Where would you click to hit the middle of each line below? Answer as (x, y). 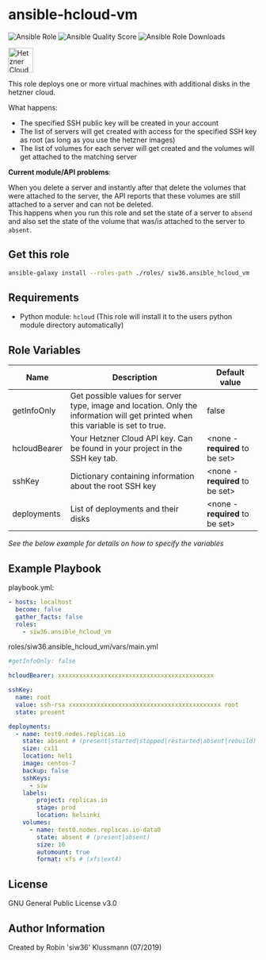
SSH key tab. (94, 458)
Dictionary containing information (132, 476)
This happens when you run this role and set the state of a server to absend (130, 213)
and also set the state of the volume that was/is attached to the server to (127, 221)
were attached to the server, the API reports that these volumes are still (124, 195)
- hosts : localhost (40, 602)
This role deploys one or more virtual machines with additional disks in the (129, 83)
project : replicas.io (72, 800)
